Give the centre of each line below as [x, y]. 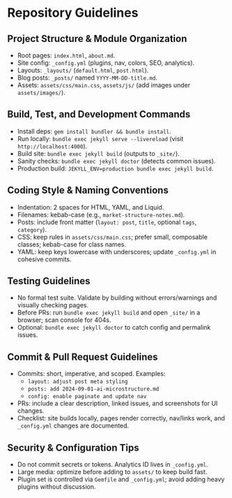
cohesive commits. [44, 259]
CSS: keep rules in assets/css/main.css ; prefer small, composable [112, 237]
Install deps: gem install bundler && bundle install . [94, 131]
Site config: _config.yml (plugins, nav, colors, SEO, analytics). [106, 63]
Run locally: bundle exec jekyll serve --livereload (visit [100, 138]
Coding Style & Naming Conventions [88, 190]
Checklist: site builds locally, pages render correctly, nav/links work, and [121, 418]
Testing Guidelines [49, 281]
